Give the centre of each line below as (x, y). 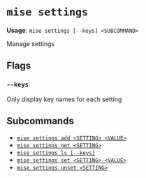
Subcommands (40, 121)
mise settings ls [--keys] (56, 153)
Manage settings (31, 43)
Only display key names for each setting (64, 99)
